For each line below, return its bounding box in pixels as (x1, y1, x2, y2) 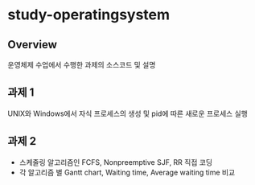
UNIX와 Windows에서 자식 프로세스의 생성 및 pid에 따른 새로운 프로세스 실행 (7, 109, 249, 118)
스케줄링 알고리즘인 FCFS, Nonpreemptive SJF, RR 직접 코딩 (19, 157, 213, 166)
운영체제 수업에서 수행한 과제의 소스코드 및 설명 (7, 60, 156, 69)
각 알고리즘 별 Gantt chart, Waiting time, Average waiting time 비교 (19, 167, 236, 177)
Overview (7, 38, 58, 51)
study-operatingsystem (7, 6, 171, 24)
